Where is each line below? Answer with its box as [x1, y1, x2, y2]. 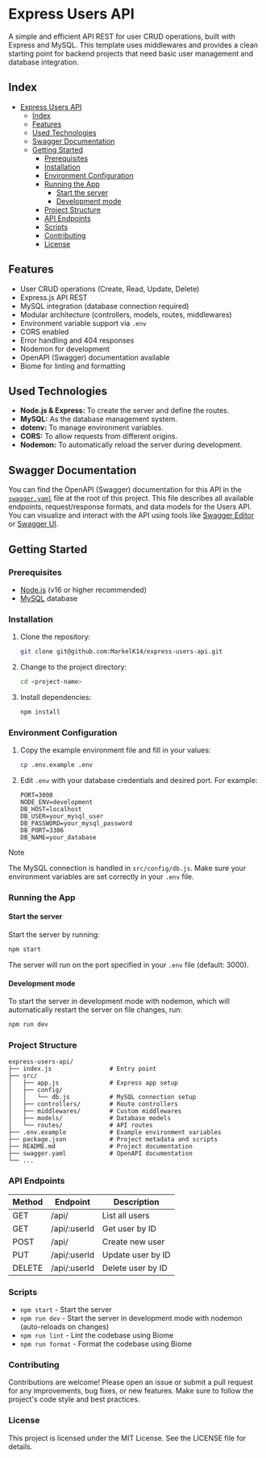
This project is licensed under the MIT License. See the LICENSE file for [8, 1433, 247, 1443]
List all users [102, 1210, 150, 1221]
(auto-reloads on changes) [19, 1322, 110, 1331]
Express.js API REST [19, 292, 88, 302]
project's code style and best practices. [8, 1394, 140, 1404]
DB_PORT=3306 [19, 826, 64, 835]
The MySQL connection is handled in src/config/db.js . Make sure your [8, 863, 247, 873]
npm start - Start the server [19, 1304, 113, 1314]
